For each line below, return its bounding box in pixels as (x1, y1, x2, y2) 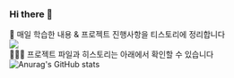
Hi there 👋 (9, 8, 54, 20)
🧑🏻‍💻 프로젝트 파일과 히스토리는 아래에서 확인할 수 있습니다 (9, 49, 214, 60)
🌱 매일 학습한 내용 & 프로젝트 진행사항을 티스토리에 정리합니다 (9, 29, 226, 40)
